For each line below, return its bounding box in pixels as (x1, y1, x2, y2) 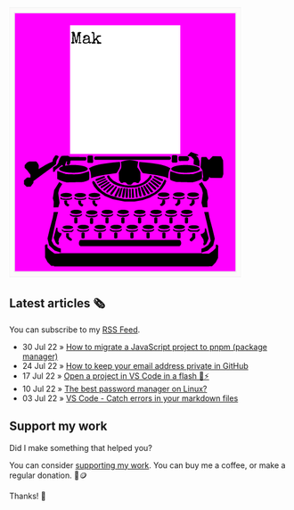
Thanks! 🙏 (9, 490, 46, 501)
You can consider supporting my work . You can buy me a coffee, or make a (9, 459, 286, 471)
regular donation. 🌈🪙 (9, 470, 87, 481)
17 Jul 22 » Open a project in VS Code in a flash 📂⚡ (21, 370, 209, 381)
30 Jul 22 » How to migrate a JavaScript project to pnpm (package (21, 341, 267, 352)
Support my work (9, 419, 108, 434)
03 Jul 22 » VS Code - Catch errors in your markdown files (21, 392, 239, 404)
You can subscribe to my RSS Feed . (9, 324, 141, 335)
